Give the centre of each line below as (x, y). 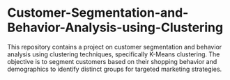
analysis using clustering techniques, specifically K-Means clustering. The (114, 54)
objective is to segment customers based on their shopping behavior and (112, 61)
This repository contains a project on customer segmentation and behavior (115, 47)
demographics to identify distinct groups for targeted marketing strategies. (115, 69)
